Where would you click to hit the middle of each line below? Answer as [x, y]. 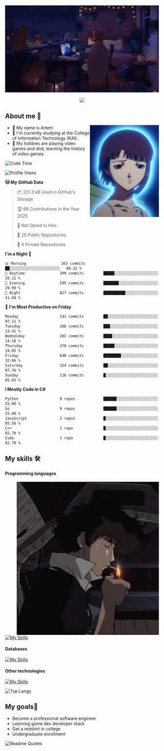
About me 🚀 [23, 116]
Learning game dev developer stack [48, 724]
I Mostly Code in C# [25, 389]
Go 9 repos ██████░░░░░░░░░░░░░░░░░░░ [82, 409]
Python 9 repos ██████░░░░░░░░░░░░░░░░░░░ [82, 399]
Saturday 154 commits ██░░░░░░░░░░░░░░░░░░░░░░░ [82, 365]
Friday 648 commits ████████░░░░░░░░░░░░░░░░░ [82, 356]
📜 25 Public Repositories [42, 235]
